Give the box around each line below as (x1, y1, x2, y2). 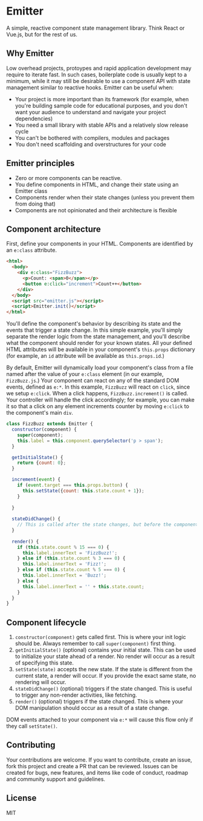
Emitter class (14, 187, 48, 195)
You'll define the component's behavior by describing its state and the (6, 320, 181, 327)
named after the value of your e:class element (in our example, (6, 370, 164, 378)
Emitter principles (6, 158, 75, 169)
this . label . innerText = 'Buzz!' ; (22, 572, 107, 578)
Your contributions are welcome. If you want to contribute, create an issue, (6, 756, 192, 763)
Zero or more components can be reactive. (14, 174, 122, 181)
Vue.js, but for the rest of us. (6, 30, 77, 38)
